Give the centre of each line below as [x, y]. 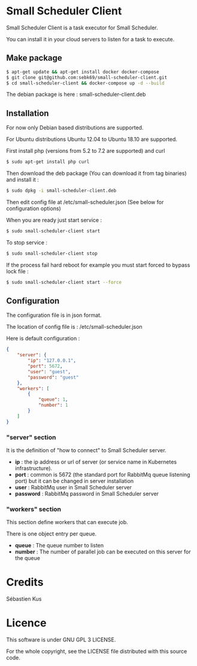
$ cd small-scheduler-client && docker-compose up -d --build [85, 83]
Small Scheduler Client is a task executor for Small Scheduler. [82, 28]
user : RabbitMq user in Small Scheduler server [73, 487]
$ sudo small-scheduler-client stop [52, 253]
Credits [25, 582]
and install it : [22, 180]
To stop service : [27, 242]
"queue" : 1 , [53, 399]
